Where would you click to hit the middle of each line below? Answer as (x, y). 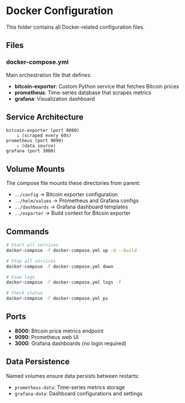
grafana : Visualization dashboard (55, 98)
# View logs (20, 277)
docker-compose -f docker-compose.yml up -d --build (71, 250)
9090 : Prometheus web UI (46, 337)
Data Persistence (38, 362)
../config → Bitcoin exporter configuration (66, 194)
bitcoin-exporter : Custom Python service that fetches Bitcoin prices (97, 86)
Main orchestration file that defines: (49, 75)
